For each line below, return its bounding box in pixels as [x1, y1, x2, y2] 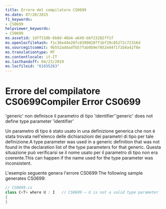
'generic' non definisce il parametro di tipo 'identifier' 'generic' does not [5, 113, 153, 119]
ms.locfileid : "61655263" [5, 64, 59, 69]
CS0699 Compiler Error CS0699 [5, 96, 141, 108]
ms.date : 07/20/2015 [5, 12, 49, 17]
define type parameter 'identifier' [5, 118, 74, 124]
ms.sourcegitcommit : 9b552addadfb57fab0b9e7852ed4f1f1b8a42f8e [5, 45, 141, 50]
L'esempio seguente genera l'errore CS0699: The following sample [5, 170, 143, 176]
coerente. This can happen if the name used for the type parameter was [5, 155, 153, 161]
